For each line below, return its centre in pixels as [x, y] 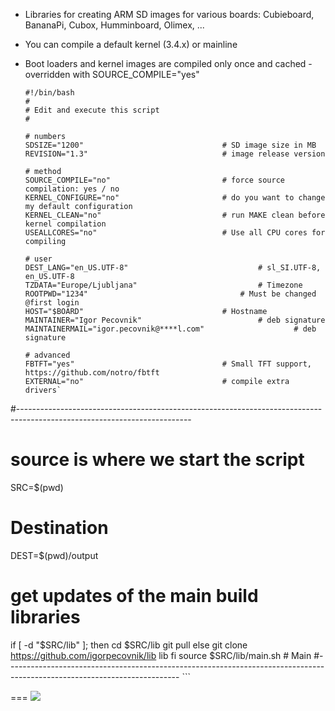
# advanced [47, 355]
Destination [59, 528]
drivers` [43, 390]
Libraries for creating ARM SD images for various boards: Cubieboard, [169, 14]
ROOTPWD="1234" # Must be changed [170, 294]
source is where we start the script [157, 460]
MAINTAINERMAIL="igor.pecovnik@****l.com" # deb [170, 329]
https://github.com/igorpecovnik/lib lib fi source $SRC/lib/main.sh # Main [161, 655]
